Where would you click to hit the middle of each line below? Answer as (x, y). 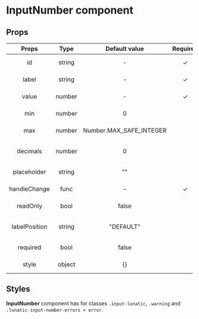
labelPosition (29, 227)
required (29, 247)
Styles (18, 289)
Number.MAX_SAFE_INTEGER (125, 130)
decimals (30, 151)
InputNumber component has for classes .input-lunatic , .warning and (93, 303)
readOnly (30, 206)
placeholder (29, 172)
